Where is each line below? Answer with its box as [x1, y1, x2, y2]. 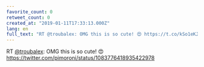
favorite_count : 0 [6, 8, 53, 15]
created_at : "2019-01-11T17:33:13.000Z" [6, 20, 110, 26]
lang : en [6, 25, 29, 32]
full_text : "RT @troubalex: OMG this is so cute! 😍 [6, 31, 142, 37]
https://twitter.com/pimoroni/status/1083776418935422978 [6, 54, 155, 62]
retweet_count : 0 [6, 14, 50, 21]
